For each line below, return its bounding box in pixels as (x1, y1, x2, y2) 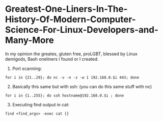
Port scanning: (12, 65, 42, 72)
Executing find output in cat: (12, 101, 70, 107)
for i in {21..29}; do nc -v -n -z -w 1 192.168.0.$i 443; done (5, 75, 139, 80)
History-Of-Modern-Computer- (5, 14, 136, 25)
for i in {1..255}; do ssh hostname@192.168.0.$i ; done (5, 93, 124, 98)
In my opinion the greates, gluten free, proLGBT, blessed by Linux (5, 50, 137, 57)
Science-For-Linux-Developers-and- (5, 24, 159, 35)
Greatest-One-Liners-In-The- (5, 3, 128, 15)
